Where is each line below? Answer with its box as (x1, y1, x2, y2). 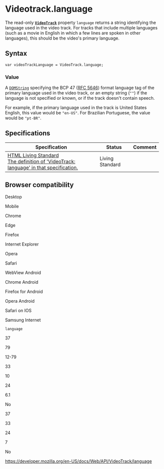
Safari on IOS (5, 307, 32, 313)
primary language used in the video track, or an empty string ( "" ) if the (5, 90, 147, 96)
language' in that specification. (7, 164, 78, 171)
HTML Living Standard (7, 152, 59, 158)
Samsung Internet (5, 317, 41, 323)
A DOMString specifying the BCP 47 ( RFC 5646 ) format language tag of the (5, 85, 155, 91)
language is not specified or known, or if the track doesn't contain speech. (5, 95, 155, 101)
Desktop (5, 194, 22, 200)
